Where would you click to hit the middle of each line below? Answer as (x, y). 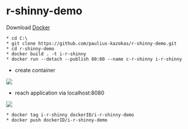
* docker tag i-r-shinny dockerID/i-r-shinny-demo (70, 115)
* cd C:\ (17, 38)
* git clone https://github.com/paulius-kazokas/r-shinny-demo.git (92, 43)
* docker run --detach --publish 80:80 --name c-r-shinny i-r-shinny (94, 59)
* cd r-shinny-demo (30, 49)
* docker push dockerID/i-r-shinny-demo (57, 120)
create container (35, 70)
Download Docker (28, 27)
